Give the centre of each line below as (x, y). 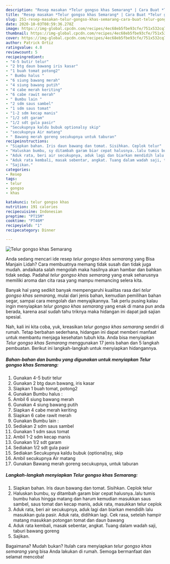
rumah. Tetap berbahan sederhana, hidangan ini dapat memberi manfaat (81, 332)
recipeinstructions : (27, 141)
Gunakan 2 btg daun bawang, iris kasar (54, 383)
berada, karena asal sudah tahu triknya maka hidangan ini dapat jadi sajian (83, 312)
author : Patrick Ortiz (30, 43)
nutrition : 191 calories (32, 207)
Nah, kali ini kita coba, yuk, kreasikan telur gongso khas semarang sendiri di (85, 327)
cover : (13, 38)
